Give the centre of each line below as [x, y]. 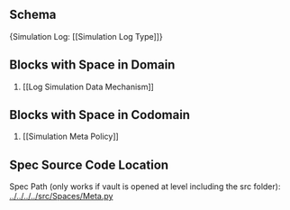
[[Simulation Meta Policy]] [70, 137]
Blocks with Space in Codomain [100, 115]
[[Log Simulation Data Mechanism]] [88, 87]
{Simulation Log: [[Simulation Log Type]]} [86, 36]
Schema [33, 15]
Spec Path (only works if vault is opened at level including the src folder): [145, 187]
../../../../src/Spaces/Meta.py [61, 196]
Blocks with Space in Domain [92, 65]
